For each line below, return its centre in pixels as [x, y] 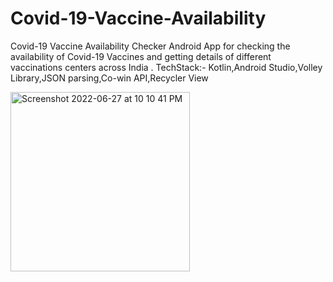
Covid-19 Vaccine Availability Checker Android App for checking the [150, 46]
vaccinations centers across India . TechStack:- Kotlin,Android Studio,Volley [166, 67]
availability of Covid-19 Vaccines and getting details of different [141, 56]
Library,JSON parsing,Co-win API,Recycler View [109, 78]
